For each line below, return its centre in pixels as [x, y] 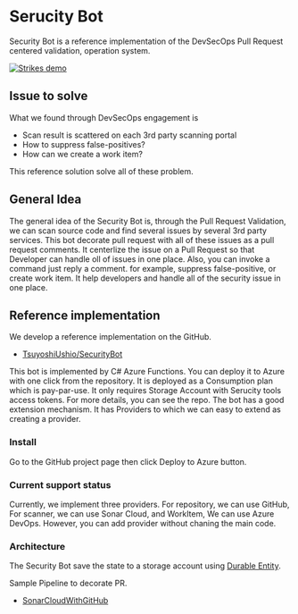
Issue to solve [49, 96]
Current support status [60, 484]
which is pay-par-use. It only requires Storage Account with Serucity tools [145, 391]
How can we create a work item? [82, 154]
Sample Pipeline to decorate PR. [68, 584]
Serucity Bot [57, 17]
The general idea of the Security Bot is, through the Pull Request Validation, [148, 221]
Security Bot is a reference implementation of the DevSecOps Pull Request [146, 41]
